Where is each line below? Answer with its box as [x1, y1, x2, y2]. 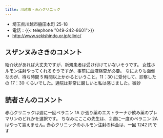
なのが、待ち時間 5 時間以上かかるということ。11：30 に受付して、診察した [5, 74, 157, 80]
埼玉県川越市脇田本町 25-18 [12, 21, 68, 27]
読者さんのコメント [5, 96, 63, 104]
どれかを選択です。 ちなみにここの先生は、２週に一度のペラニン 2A [21, 116, 158, 122]
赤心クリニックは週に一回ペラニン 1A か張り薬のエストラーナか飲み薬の [5, 110, 149, 116]
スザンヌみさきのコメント [5, 48, 82, 57]
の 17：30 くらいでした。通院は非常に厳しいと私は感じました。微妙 [5, 80, 141, 86]
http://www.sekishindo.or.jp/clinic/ [12, 33, 81, 39]
